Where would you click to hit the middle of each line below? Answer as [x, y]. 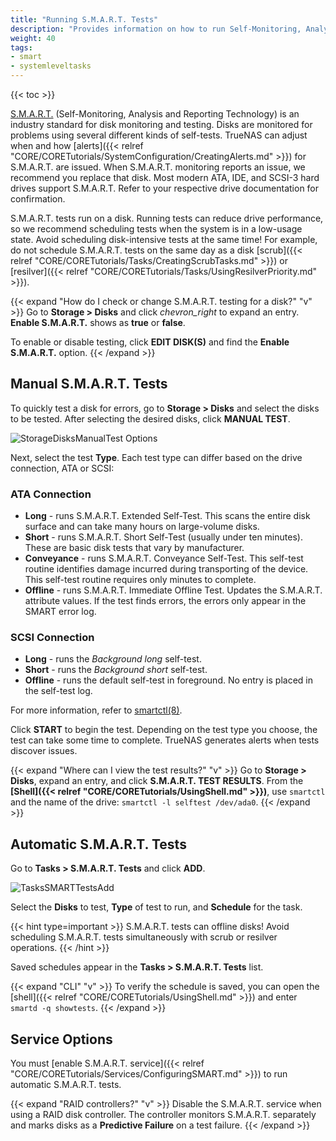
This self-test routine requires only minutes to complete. [140, 580]
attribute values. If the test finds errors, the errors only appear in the [165, 601]
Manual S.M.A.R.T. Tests [89, 384]
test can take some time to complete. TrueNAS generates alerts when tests [165, 740]
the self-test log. [58, 691]
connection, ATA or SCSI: [62, 468]
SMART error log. [60, 612]
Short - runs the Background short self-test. [116, 670]
